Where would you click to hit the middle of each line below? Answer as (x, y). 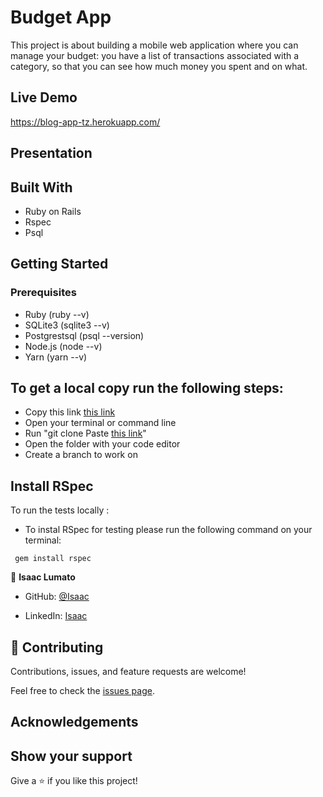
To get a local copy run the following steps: (147, 388)
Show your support (71, 756)
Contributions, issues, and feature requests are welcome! (128, 672)
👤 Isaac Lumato (43, 577)
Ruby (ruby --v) (57, 314)
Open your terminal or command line (100, 423)
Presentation (51, 153)
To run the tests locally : (60, 510)
